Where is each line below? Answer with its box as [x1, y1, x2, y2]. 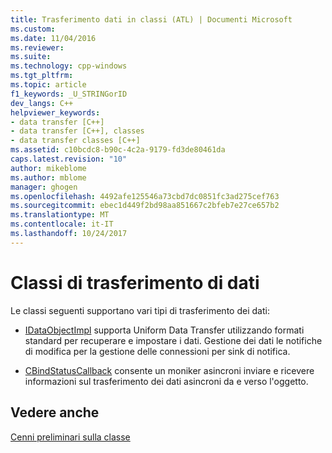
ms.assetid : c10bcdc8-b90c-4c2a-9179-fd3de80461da [10, 145, 226, 155]
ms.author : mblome [10, 172, 87, 183]
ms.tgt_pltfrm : [10, 71, 74, 81]
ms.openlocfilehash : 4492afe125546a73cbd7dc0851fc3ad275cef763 [10, 191, 280, 201]
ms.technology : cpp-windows [10, 61, 128, 71]
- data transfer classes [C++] [10, 136, 141, 146]
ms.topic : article [10, 80, 87, 90]
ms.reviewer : [10, 42, 65, 53]
